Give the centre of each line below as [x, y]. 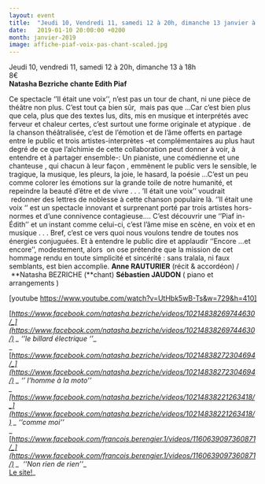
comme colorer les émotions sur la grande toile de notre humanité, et [121, 183]
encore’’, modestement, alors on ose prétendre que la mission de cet [121, 249]
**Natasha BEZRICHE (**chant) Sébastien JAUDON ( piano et [112, 275]
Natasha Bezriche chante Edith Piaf [68, 84]
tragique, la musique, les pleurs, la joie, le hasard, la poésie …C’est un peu [129, 175]
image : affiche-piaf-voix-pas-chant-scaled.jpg [88, 45]
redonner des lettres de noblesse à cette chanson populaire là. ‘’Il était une [132, 200]
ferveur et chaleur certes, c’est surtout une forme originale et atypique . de [130, 124]
